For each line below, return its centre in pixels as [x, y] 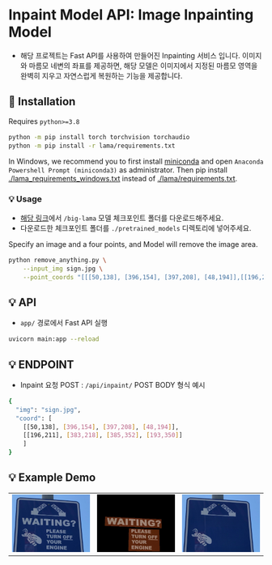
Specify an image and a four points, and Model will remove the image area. [133, 244]
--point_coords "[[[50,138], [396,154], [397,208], [112, 277]
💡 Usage [25, 199]
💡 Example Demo [52, 478]
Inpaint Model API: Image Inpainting [131, 15]
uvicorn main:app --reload [54, 339]
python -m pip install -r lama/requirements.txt [92, 146]
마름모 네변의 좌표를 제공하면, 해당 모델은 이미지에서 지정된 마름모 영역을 [143, 66]
